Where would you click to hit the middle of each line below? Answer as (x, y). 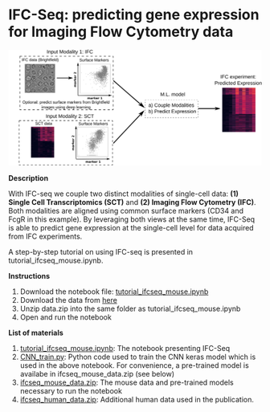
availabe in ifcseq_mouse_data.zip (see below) (97, 373)
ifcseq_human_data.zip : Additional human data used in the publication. (137, 399)
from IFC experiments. (45, 236)
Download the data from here (69, 300)
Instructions (29, 275)
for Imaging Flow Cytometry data (121, 32)
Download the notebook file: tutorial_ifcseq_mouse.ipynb (114, 292)
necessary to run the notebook (71, 390)
